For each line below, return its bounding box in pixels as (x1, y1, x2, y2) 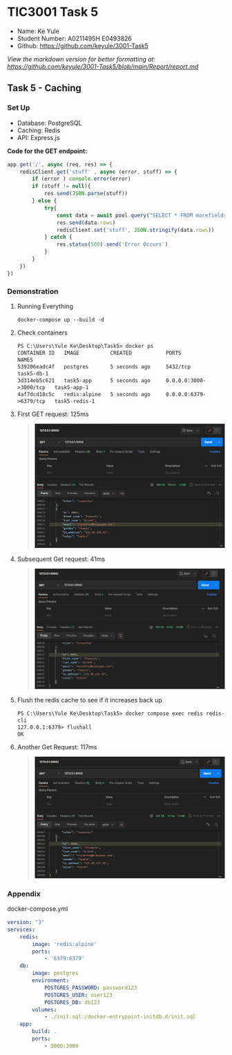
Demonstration (7, 286, 59, 296)
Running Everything (17, 302, 74, 310)
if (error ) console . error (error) (32, 175, 131, 183)
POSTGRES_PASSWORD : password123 (43, 984, 137, 991)
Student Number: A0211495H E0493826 (17, 34, 133, 42)
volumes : (32, 1006, 57, 1013)
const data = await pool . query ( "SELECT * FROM (56, 212, 193, 219)
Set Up (7, 103, 30, 112)
